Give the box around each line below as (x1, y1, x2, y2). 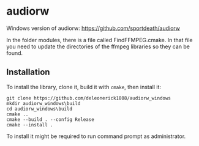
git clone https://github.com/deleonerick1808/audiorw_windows (6, 95, 171, 101)
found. (6, 49, 23, 56)
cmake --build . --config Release (6, 116, 95, 123)
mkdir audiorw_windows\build (6, 100, 81, 106)
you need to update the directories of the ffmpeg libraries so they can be (6, 43, 190, 50)
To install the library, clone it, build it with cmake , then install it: (6, 83, 161, 90)
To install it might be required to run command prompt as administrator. (6, 133, 186, 140)
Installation (6, 67, 50, 78)
